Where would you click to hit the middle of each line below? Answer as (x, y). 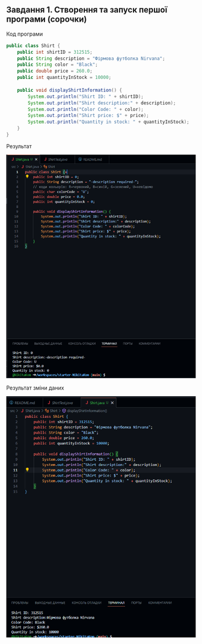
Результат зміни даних (35, 388)
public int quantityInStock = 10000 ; (64, 78)
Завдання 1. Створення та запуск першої (87, 10)
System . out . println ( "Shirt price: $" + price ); (88, 116)
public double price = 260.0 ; (55, 71)
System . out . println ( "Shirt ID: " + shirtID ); (86, 96)
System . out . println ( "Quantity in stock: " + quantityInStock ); (109, 122)
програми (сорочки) (47, 20)
